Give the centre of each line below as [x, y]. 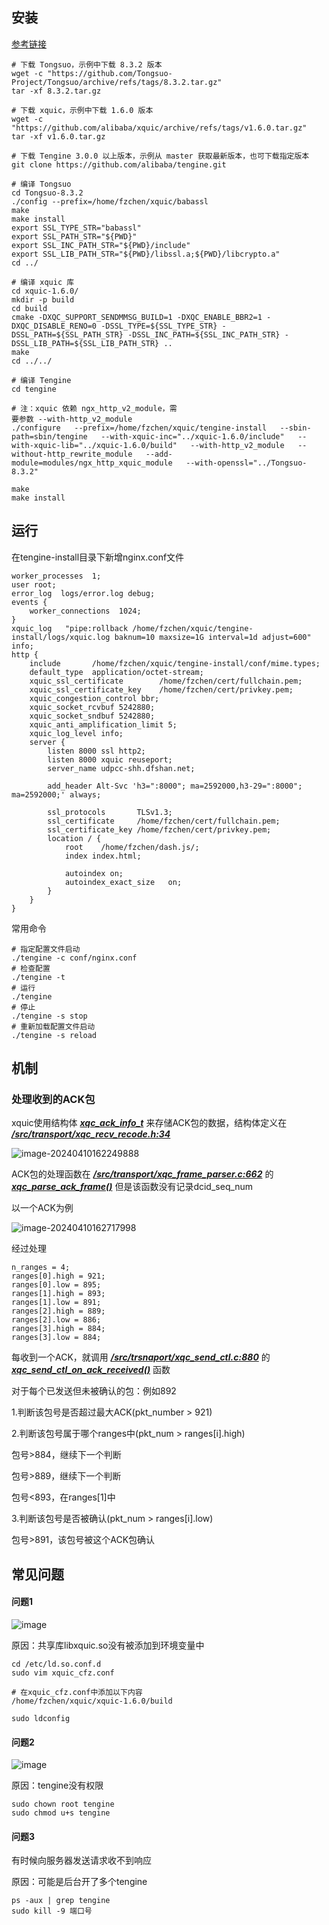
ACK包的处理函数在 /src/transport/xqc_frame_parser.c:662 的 [142, 1174]
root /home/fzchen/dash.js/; [132, 847]
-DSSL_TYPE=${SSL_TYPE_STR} [159, 326]
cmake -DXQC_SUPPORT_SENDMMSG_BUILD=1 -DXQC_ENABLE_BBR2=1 [137, 317]
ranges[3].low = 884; [56, 1338]
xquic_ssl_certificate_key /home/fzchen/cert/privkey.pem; [161, 689]
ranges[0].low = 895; [56, 1285]
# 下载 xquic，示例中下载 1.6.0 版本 [82, 110]
